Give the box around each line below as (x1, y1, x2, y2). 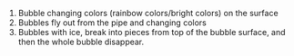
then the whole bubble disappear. (17, 36, 145, 47)
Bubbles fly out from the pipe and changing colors (17, 17, 207, 28)
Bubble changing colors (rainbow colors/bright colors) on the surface (17, 8, 279, 18)
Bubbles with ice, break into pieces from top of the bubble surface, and (17, 27, 286, 37)
